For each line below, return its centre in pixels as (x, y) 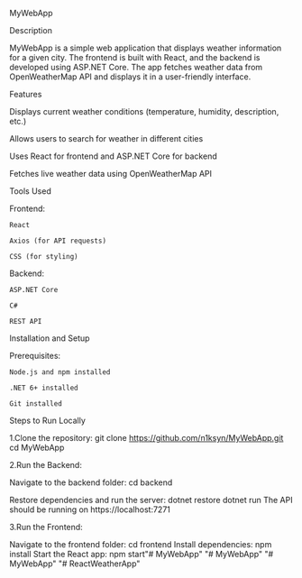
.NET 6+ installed (44, 388)
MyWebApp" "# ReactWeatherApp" (75, 564)
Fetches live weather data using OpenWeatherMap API (111, 174)
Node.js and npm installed (60, 372)
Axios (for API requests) (58, 241)
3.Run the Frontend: (46, 527)
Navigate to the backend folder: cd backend (91, 482)
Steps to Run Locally (47, 420)
